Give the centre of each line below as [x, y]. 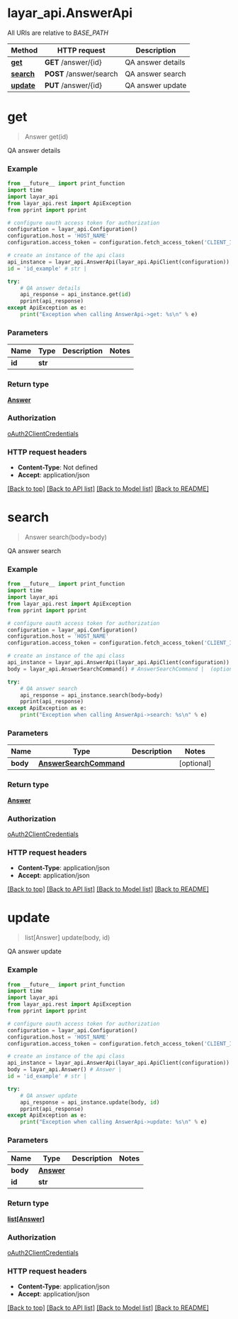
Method [24, 50]
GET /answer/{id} [74, 62]
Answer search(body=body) [66, 537]
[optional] [195, 764]
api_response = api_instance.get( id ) [76, 295]
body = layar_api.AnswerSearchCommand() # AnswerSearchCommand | [106, 669]
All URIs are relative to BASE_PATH [58, 33]
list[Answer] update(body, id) [67, 938]
